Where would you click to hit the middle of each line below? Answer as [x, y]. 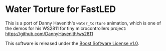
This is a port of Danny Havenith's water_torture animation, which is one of [83, 23]
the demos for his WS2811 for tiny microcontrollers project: [66, 28]
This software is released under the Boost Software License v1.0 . [72, 43]
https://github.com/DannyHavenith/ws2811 [49, 33]
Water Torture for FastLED [61, 9]
